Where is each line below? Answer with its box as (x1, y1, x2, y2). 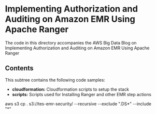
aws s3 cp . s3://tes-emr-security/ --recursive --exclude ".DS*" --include (5, 100, 152, 107)
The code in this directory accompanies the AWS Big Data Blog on (5, 40, 137, 45)
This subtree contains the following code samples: (5, 77, 105, 83)
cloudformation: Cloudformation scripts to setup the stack (12, 86, 129, 92)
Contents (5, 64, 34, 72)
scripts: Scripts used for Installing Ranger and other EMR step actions (12, 91, 152, 97)
